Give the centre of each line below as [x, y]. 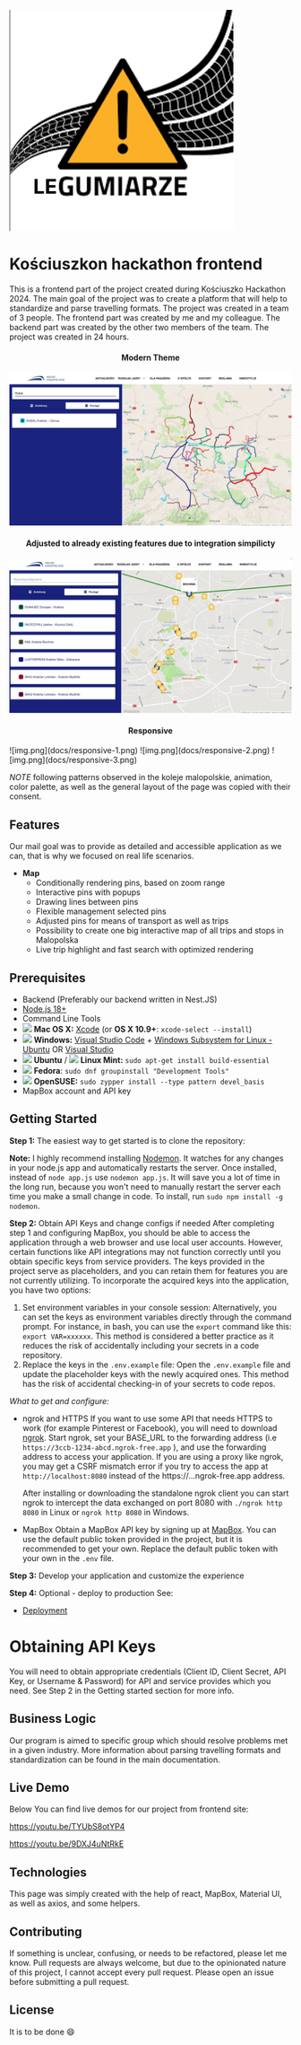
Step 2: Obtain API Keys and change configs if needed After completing [142, 1223]
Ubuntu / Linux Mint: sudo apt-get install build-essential [152, 1059]
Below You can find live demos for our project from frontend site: [129, 1809]
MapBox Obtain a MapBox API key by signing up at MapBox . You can [149, 1529]
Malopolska [57, 940]
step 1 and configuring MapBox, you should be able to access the [130, 1233]
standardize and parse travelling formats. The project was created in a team [149, 308]
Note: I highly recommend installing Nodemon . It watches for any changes [146, 1158]
